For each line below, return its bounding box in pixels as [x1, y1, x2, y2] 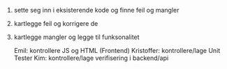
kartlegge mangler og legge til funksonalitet [13, 33, 140, 41]
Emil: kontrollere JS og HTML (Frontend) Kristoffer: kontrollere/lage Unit [13, 47, 221, 54]
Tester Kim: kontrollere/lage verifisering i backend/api [13, 54, 169, 62]
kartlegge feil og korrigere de [13, 20, 98, 27]
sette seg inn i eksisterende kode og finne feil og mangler [13, 6, 180, 14]
